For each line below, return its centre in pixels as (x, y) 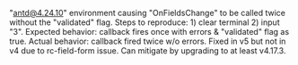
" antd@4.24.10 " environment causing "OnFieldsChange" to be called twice (147, 13)
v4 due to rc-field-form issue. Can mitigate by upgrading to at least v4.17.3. (148, 51)
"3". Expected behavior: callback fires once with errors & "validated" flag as (149, 32)
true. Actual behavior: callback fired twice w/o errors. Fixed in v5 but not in (148, 41)
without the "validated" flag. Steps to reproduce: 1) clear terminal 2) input (145, 22)
